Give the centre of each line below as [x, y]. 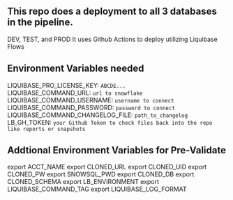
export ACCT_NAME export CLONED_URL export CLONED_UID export [107, 167]
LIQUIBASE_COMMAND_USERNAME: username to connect [91, 100]
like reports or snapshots [46, 129]
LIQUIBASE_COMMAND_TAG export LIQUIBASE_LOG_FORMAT [97, 189]
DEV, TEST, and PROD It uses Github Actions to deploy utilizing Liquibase [112, 39]
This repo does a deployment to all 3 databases [112, 11]
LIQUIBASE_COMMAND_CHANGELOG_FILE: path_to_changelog [98, 115]
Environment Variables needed [76, 69]
